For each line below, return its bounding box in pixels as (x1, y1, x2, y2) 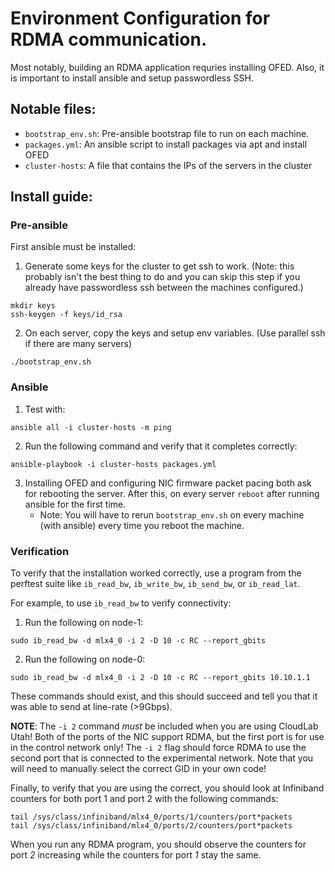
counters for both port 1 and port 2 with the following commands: (10, 793, 279, 805)
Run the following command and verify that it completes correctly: (24, 440, 298, 452)
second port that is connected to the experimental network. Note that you (10, 752, 314, 764)
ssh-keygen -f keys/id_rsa (10, 310, 123, 320)
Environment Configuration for (10, 7, 271, 30)
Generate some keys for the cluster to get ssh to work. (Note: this (24, 260, 295, 272)
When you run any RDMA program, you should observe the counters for (10, 838, 307, 851)
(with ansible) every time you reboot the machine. (39, 519, 245, 531)
